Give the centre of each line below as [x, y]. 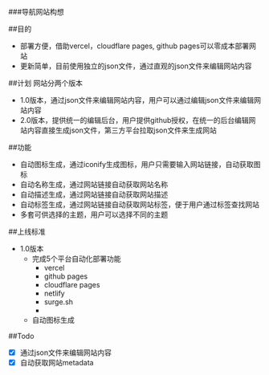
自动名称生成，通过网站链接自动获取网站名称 [94, 184]
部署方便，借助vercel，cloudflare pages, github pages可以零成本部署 [134, 46]
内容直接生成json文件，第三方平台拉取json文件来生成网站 [122, 130]
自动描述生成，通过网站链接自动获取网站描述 [94, 194]
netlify [55, 293]
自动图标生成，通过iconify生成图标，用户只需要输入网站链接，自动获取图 [140, 164]
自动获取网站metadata [57, 363]
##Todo [21, 336]
